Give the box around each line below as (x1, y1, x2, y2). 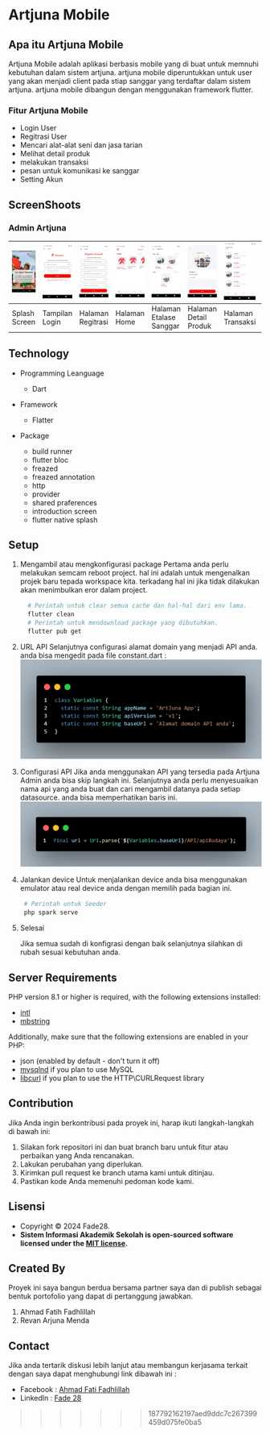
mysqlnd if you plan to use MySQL (19, 1064, 134, 1074)
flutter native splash (31, 514, 98, 525)
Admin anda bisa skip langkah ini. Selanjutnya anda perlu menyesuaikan (19, 775, 259, 785)
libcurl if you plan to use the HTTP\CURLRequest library (19, 1073, 205, 1083)
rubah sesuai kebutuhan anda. (19, 947, 121, 957)
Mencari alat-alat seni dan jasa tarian (19, 140, 143, 150)
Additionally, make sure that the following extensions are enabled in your (8, 1032, 249, 1041)
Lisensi (8, 1199, 46, 1214)
